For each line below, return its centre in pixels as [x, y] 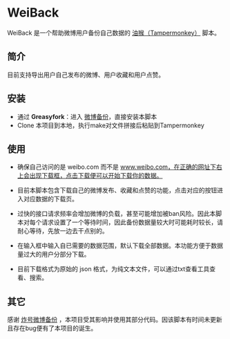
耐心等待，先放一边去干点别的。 [63, 231]
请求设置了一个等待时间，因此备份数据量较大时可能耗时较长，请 [132, 222]
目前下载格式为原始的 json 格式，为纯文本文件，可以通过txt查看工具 [113, 269]
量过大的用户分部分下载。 [54, 255]
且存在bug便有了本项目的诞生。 [52, 328]
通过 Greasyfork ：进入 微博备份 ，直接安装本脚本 [87, 116]
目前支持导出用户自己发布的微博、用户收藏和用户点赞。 [86, 75]
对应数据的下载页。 [50, 199]
